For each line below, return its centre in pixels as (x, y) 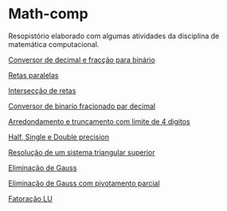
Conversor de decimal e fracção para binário (82, 60)
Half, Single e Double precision (59, 137)
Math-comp (49, 14)
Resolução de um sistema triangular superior (82, 152)
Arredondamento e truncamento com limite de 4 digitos (99, 121)
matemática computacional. (54, 44)
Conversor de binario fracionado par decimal (82, 106)
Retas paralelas (33, 75)
